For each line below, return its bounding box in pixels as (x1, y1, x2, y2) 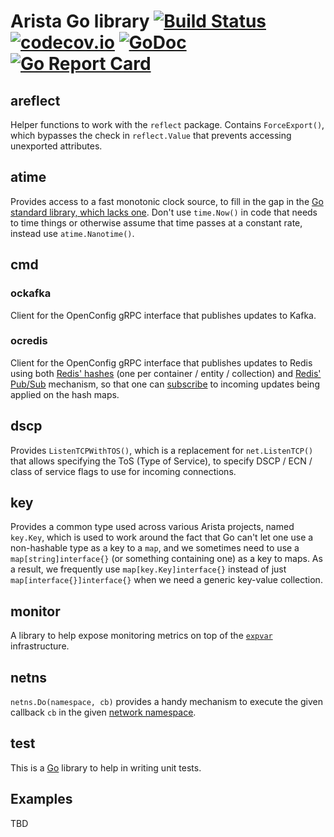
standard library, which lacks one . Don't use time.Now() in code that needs (10, 206, 318, 218)
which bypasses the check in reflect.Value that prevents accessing (10, 130, 292, 141)
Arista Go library (10, 10, 150, 33)
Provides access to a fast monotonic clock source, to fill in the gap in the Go (10, 195, 324, 207)
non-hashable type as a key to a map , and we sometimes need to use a (10, 542, 300, 554)
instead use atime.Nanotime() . (10, 227, 135, 239)
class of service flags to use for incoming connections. (10, 465, 237, 477)
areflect (10, 92, 61, 109)
